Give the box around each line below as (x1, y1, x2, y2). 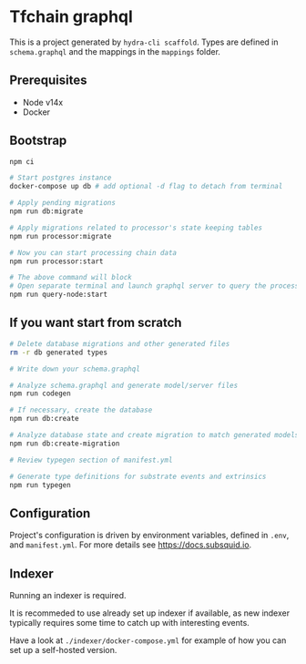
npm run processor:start (9, 257, 104, 266)
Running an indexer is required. (9, 590, 127, 600)
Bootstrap (9, 133, 67, 148)
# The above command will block (9, 273, 132, 282)
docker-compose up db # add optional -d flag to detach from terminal (9, 182, 283, 191)
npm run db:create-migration (9, 439, 120, 448)
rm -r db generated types (9, 348, 107, 357)
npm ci (9, 157, 35, 166)
